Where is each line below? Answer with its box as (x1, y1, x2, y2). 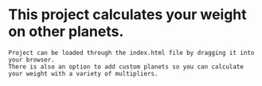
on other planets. (8, 22, 124, 41)
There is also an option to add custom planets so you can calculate (8, 62, 244, 71)
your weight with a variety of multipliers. (8, 69, 158, 77)
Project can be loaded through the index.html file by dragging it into (8, 49, 255, 57)
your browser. (8, 56, 56, 64)
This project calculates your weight (8, 6, 247, 24)
